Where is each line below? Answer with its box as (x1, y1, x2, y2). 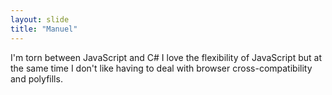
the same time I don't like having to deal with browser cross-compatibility (10, 62, 313, 74)
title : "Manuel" (10, 24, 78, 34)
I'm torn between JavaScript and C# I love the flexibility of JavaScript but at (10, 51, 323, 63)
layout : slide (10, 14, 70, 25)
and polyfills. (10, 72, 63, 85)
